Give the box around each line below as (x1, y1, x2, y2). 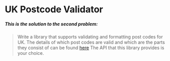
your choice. (17, 50, 44, 56)
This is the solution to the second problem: (5, 21, 98, 27)
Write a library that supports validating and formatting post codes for (17, 34, 163, 40)
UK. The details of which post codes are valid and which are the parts (17, 39, 165, 46)
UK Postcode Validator (5, 4, 103, 15)
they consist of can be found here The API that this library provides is (17, 45, 165, 51)
